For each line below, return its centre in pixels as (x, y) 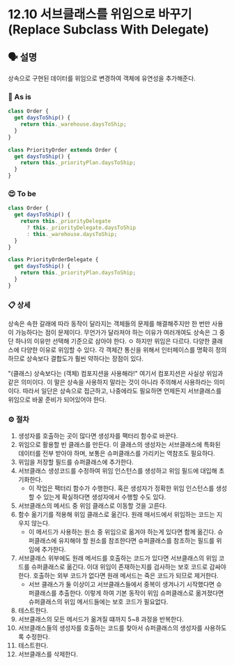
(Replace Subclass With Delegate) (109, 30)
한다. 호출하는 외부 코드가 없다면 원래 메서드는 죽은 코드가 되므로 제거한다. (118, 576)
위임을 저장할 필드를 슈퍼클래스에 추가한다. (76, 462)
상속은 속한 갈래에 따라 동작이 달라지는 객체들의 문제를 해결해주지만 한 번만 (109, 324)
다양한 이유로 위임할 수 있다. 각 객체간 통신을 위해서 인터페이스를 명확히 (117, 350)
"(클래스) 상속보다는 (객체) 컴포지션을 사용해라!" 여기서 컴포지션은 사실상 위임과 (116, 374)
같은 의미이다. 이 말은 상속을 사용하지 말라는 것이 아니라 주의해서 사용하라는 (110, 382)
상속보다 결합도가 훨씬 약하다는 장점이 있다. (85, 359)
